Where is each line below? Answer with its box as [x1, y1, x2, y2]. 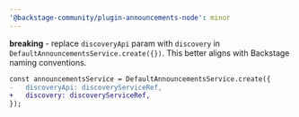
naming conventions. [9, 57, 87, 67]
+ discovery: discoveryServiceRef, [9, 91, 151, 100]
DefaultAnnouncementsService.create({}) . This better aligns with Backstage [9, 47, 290, 58]
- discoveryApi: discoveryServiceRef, [9, 83, 163, 92]
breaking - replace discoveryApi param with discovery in [9, 38, 221, 49]
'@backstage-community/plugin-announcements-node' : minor [9, 13, 231, 22]
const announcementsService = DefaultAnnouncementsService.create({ [9, 74, 271, 84]
